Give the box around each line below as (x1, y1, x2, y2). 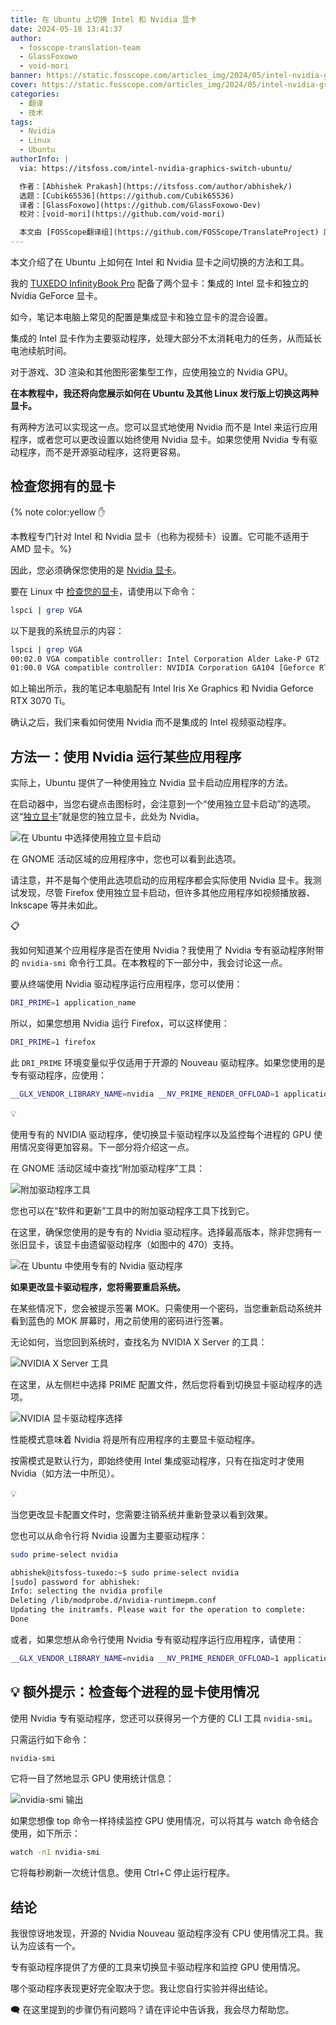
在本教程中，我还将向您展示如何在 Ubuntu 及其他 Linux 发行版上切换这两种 (10, 387, 319, 399)
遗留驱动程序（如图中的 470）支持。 (88, 1238, 240, 1250)
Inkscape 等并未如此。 (10, 899, 103, 911)
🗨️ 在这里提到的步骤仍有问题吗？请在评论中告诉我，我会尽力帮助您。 (10, 2004, 295, 2016)
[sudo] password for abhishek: (10, 1577, 141, 1587)
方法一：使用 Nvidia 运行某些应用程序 (10, 748, 242, 765)
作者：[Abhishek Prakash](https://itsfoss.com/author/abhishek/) (19, 181, 293, 191)
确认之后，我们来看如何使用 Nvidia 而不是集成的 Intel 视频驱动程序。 (10, 716, 292, 728)
